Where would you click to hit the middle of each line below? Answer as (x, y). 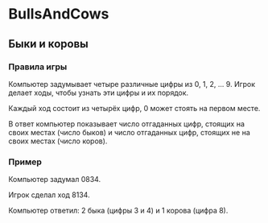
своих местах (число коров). (58, 141)
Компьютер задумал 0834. (55, 180)
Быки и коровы (48, 44)
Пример (25, 162)
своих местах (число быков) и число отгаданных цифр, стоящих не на (130, 132)
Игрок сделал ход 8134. (49, 195)
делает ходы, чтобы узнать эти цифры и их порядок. (99, 93)
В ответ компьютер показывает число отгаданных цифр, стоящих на (127, 124)
